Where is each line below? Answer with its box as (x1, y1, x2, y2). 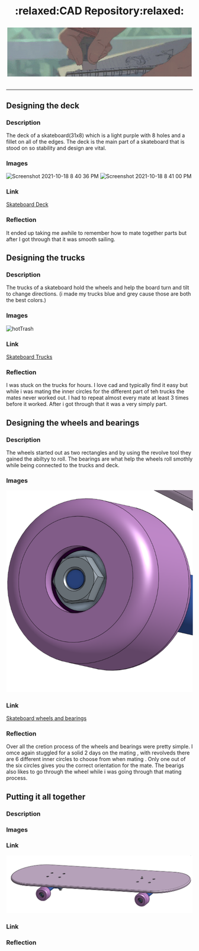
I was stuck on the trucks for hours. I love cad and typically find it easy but (6, 382, 188, 389)
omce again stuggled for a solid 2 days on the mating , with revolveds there (6, 749, 190, 756)
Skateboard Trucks (6, 353, 53, 360)
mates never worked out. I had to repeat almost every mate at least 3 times (6, 394, 189, 401)
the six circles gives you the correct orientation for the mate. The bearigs (6, 762, 185, 769)
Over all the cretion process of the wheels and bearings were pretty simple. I (6, 743, 193, 750)
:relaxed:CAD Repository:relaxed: (14, 4, 185, 18)
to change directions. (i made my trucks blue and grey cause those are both (6, 290, 191, 297)
